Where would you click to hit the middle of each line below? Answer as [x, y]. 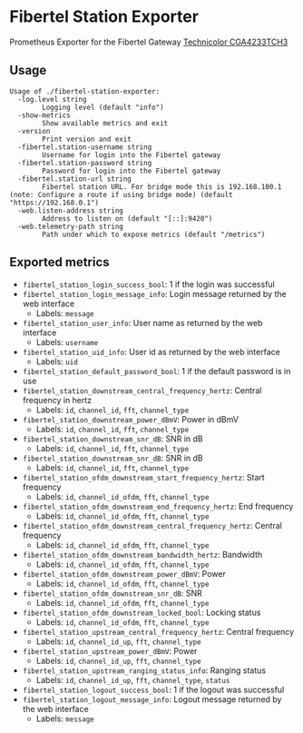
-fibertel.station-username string [85, 147]
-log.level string [53, 99]
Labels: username [67, 342]
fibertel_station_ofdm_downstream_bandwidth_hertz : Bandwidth [142, 554]
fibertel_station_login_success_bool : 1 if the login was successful [148, 284]
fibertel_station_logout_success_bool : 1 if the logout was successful [153, 689]
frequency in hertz [57, 400]
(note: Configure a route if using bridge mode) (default [121, 194]
